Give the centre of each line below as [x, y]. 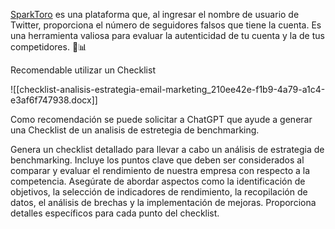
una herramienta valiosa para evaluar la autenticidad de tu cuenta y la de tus [167, 35]
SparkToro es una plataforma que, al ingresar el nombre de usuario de [155, 14]
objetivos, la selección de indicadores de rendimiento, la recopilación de [159, 192]
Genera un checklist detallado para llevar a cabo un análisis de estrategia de [167, 149]
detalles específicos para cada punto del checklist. [115, 213]
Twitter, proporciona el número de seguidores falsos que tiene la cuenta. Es [166, 25]
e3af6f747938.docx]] [54, 100]
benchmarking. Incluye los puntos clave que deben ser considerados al [157, 160]
